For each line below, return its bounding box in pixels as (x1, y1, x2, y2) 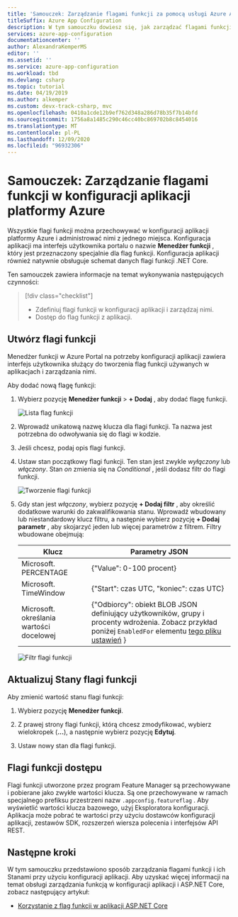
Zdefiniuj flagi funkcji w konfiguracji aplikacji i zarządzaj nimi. (35, 306, 214, 314)
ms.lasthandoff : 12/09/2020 (7, 135, 91, 143)
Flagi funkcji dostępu (7, 762, 103, 774)
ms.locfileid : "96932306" (7, 143, 84, 150)
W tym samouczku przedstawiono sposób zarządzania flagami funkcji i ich (7, 865, 226, 874)
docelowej (21, 630, 56, 640)
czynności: (7, 278, 40, 287)
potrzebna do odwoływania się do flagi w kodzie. (17, 430, 161, 438)
